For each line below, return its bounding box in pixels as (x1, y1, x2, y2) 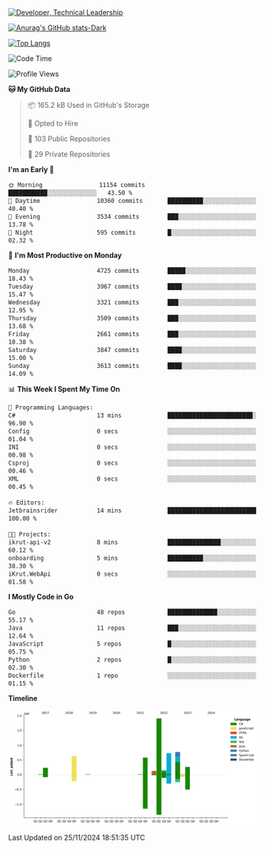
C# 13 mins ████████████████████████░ (8, 412, 257, 419)
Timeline (8, 694, 38, 703)
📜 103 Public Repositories (27, 134, 111, 144)
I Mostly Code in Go (8, 592, 74, 601)
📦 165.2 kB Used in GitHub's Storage (27, 101, 150, 109)
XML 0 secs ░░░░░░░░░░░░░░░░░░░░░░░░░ (8, 475, 257, 483)
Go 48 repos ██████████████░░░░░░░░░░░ (8, 608, 257, 616)
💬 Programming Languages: (8, 404, 93, 412)
